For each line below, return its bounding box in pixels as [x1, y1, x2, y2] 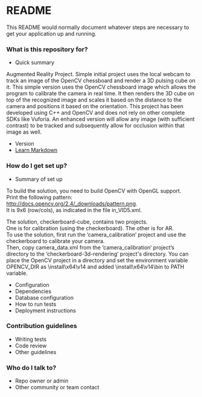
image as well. [6, 128, 42, 136]
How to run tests [14, 300, 57, 308]
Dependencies [14, 288, 52, 295]
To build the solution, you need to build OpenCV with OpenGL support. [6, 187, 182, 194]
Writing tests [14, 335, 47, 343]
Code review [14, 342, 47, 349]
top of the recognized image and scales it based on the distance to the [6, 96, 182, 103]
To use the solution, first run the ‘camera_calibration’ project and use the [6, 231, 186, 238]
